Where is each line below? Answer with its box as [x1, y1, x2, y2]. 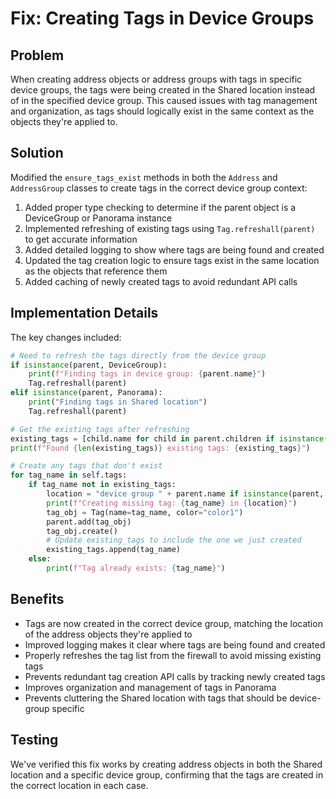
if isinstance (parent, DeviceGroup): [10, 360, 168, 370]
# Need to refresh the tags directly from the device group [10, 350, 267, 361]
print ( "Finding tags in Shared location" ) [28, 397, 208, 407]
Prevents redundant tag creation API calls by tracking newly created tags [24, 670, 326, 682]
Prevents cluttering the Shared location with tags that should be [24, 692, 288, 704]
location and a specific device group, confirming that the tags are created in [10, 768, 324, 781]
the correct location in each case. [10, 779, 149, 791]
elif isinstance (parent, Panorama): [10, 388, 163, 398]
